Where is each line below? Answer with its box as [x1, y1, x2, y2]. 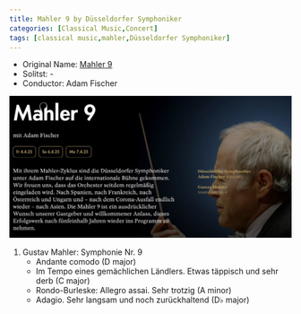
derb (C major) [35, 275, 90, 286]
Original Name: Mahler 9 [21, 59, 113, 70]
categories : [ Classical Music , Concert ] [9, 23, 159, 33]
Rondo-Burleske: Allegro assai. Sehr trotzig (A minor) [35, 284, 232, 295]
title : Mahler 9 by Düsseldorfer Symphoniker [9, 14, 182, 23]
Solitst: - [21, 68, 54, 80]
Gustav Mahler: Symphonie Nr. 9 [21, 247, 143, 257]
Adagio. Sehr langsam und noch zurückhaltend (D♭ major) [35, 294, 250, 305]
